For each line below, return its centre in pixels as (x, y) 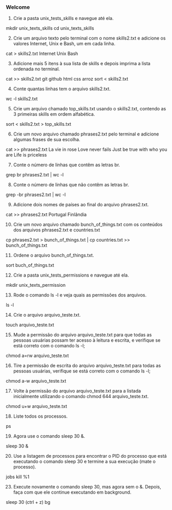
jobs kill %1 (18, 477)
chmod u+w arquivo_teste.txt (37, 406)
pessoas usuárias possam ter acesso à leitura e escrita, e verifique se (87, 340)
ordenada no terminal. (37, 69)
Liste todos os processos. (40, 416)
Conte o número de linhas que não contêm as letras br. (71, 185)
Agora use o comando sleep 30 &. (49, 436)
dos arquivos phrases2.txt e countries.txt (57, 230)
